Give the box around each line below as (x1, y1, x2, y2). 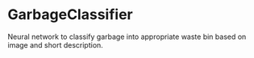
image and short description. (7, 40, 104, 49)
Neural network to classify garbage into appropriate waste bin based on (7, 32, 247, 41)
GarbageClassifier (7, 6, 134, 24)
